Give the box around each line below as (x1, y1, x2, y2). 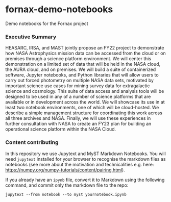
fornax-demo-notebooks (5, 4, 113, 15)
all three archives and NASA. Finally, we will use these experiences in (5, 115, 151, 121)
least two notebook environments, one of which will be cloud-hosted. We (5, 105, 159, 111)
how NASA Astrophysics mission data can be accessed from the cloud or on (5, 50, 166, 57)
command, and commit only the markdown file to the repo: (5, 182, 129, 188)
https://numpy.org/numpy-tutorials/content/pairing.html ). (5, 167, 125, 173)
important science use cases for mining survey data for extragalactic (5, 83, 150, 89)
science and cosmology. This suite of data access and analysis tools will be (5, 88, 164, 94)
